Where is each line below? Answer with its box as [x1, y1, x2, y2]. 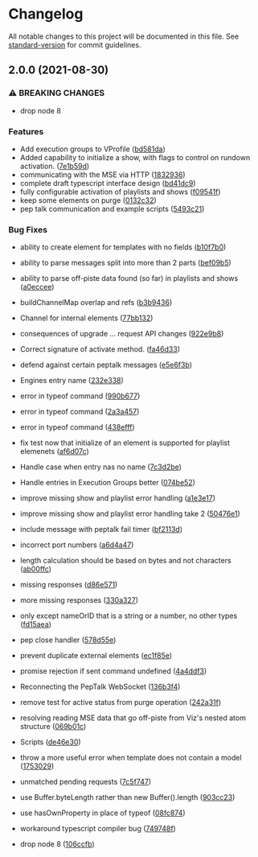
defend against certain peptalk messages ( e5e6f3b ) [19, 360, 193, 370]
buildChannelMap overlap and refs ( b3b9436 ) [19, 298, 173, 307]
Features [8, 126, 44, 137]
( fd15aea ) [19, 620, 52, 629]
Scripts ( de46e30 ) [19, 737, 82, 747]
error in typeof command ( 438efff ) [19, 422, 135, 432]
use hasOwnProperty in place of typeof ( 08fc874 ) [19, 808, 186, 818]
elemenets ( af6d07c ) [19, 447, 90, 456]
